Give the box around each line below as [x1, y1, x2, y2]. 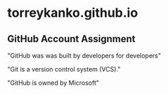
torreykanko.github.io [7, 5, 138, 21]
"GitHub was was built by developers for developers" [7, 51, 162, 60]
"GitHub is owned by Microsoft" [7, 79, 100, 87]
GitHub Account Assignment [7, 33, 136, 45]
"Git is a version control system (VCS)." [7, 65, 121, 73]
